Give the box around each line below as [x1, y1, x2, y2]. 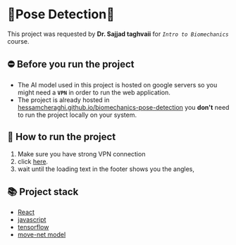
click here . [17, 157, 48, 165]
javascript [17, 215, 46, 224]
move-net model [17, 230, 66, 239]
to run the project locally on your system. [17, 111, 137, 119]
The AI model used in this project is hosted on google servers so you [17, 80, 218, 89]
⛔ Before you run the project [7, 58, 135, 70]
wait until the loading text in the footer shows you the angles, [17, 165, 195, 173]
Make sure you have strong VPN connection [17, 149, 146, 158]
